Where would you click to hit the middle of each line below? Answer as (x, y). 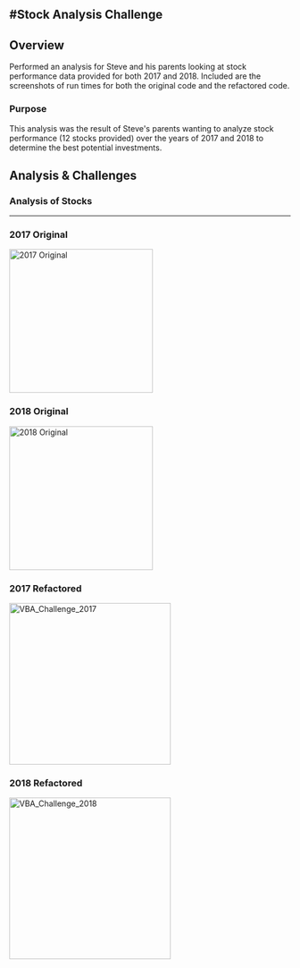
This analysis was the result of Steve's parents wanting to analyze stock (142, 128)
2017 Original (39, 234)
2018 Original (39, 412)
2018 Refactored (46, 783)
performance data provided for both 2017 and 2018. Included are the (135, 76)
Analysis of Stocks (51, 200)
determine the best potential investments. (86, 148)
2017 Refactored (46, 588)
